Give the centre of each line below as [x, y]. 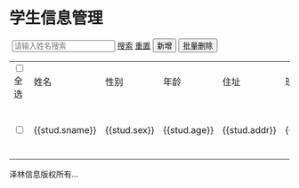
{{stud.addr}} [250, 129]
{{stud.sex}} [130, 129]
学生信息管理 [57, 18]
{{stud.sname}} [65, 129]
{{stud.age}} [189, 129]
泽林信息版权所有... [44, 174]
